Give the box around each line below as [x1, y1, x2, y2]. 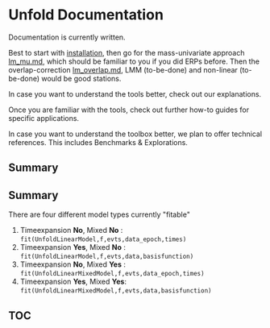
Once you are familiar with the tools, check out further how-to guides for [8, 105, 250, 114]
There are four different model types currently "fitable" [8, 210, 191, 219]
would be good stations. [41, 73, 122, 83]
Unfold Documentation [8, 6, 164, 24]
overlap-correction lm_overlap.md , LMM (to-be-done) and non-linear [8, 64, 238, 74]
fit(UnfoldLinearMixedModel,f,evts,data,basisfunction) [19, 287, 212, 295]
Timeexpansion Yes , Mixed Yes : [19, 276, 127, 287]
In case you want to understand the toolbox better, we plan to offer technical [8, 129, 263, 139]
